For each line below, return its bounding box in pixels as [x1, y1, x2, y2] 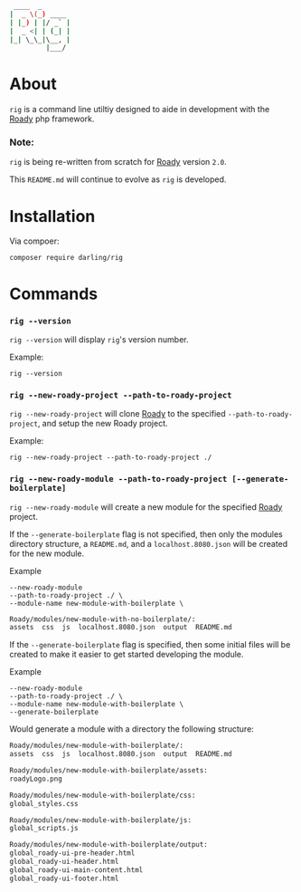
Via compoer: [9, 235, 60, 246]
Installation [9, 206, 96, 226]
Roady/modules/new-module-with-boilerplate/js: [9, 815, 193, 825]
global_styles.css [9, 799, 79, 808]
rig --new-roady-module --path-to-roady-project [9, 474, 228, 484]
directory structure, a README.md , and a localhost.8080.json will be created [9, 538, 288, 549]
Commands [9, 283, 99, 304]
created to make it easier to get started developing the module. [9, 649, 244, 660]
